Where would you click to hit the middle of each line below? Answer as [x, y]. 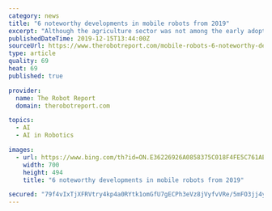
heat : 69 [23, 69]
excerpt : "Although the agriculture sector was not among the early [126, 31]
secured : [23, 195]
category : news [34, 16]
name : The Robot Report [55, 98]
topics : [21, 120]
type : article [32, 53]
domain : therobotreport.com [63, 106]
